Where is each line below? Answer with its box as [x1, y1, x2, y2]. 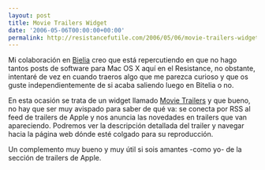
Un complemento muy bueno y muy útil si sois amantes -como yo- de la [8, 145, 242, 154]
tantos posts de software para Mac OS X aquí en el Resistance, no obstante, [8, 64, 256, 74]
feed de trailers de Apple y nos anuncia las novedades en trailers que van [8, 112, 247, 123]
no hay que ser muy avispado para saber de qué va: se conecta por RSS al [8, 104, 251, 114]
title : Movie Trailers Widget [8, 19, 108, 27]
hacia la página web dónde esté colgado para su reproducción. [8, 130, 214, 139]
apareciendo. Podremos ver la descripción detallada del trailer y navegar [8, 121, 244, 130]
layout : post [8, 11, 51, 20]
